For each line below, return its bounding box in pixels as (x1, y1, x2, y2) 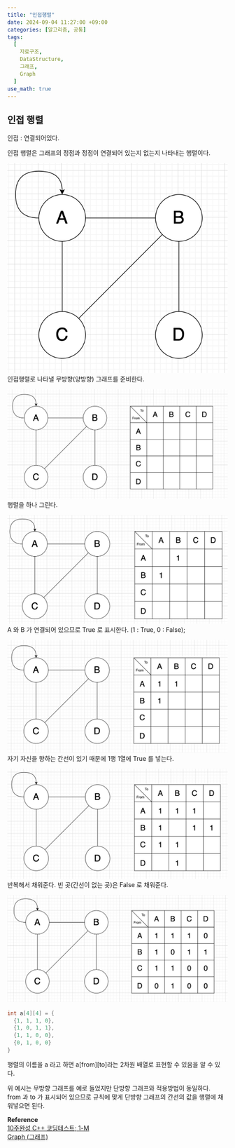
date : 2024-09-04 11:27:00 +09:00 (7, 18, 108, 26)
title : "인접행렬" (7, 11, 55, 18)
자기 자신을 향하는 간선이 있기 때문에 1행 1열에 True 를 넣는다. (7, 755, 174, 763)
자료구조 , (20, 48, 43, 55)
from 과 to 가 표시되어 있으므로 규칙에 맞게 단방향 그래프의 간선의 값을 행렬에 (7, 1093, 217, 1101)
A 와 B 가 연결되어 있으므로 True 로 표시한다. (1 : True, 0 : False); (7, 626, 185, 634)
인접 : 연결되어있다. (7, 134, 59, 142)
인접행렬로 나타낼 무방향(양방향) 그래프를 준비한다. (7, 375, 145, 384)
